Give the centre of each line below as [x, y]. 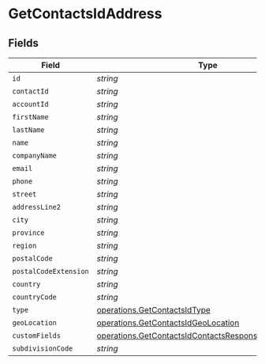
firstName [30, 117]
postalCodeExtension [50, 271]
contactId [30, 91]
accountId [30, 104]
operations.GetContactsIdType [153, 310]
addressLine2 [37, 207]
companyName [35, 155]
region [24, 246]
